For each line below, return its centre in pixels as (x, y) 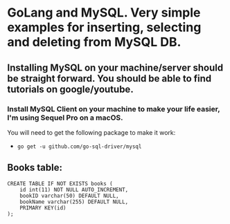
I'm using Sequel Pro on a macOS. (65, 118)
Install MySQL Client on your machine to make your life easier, (114, 109)
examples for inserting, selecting (104, 27)
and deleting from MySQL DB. (94, 42)
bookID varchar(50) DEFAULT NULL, (69, 196)
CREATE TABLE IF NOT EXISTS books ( (60, 184)
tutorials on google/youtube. (70, 89)
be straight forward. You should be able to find (109, 78)
